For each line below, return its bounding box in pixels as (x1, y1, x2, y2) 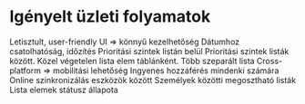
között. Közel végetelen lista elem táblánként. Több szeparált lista (9, 55, 255, 66)
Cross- (256, 55, 283, 66)
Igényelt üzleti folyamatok (9, 6, 211, 27)
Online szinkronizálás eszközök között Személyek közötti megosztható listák (9, 74, 297, 85)
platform (9, 65, 41, 76)
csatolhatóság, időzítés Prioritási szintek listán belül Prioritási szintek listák (9, 45, 290, 56)
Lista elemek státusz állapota (9, 84, 118, 95)
